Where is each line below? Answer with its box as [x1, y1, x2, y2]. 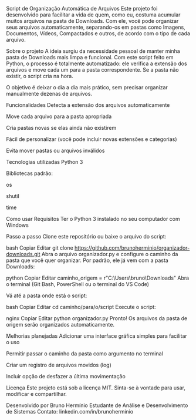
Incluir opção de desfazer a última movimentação [6, 373, 126, 379]
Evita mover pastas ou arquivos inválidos [6, 147, 105, 154]
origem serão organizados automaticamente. [6, 321, 114, 328]
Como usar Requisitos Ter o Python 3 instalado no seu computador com [6, 216, 180, 222]
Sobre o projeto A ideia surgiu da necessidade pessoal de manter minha [6, 48, 180, 55]
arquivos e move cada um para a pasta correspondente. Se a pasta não [6, 66, 179, 73]
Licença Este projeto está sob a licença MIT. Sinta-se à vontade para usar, [6, 384, 186, 391]
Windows [6, 221, 29, 229]
